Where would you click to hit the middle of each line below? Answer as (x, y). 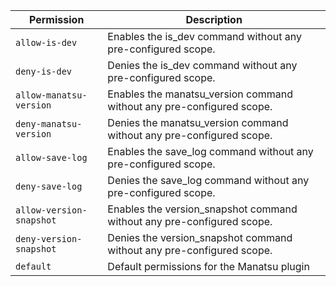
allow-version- (51, 210)
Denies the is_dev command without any (202, 65)
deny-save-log (49, 186)
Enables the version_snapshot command (202, 209)
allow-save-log (51, 157)
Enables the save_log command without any (210, 151)
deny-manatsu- (49, 124)
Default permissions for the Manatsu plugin (208, 266)
